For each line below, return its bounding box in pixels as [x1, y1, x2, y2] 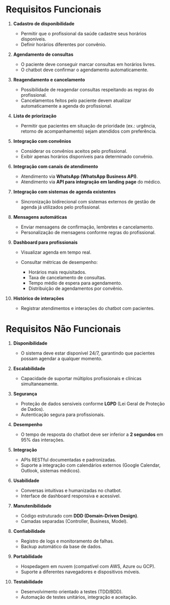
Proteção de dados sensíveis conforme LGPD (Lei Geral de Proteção [20, 401, 165, 407]
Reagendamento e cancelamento [13, 76, 85, 82]
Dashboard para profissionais [13, 239, 78, 245]
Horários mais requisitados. [28, 269, 86, 275]
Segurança [13, 390, 37, 397]
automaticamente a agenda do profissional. [20, 102, 112, 109]
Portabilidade [13, 553, 43, 559]
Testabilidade [13, 578, 43, 585]
